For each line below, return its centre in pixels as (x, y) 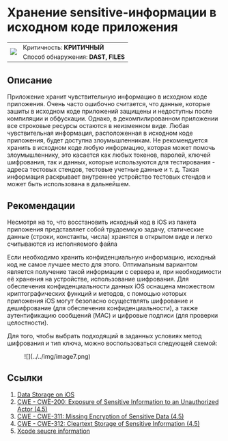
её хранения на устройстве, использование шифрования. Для (98, 279)
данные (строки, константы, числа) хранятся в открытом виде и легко (110, 237)
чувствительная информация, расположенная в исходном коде (100, 133)
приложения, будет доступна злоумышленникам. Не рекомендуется (108, 140)
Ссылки (25, 378)
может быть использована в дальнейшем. (69, 184)
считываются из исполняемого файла (62, 244)
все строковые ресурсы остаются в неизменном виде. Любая (98, 126)
